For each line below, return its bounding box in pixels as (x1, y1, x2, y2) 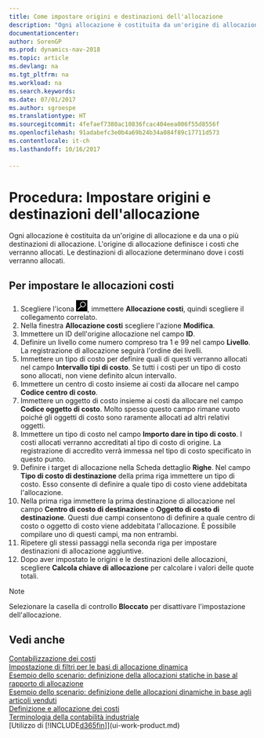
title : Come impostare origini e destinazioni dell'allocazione (9, 13, 223, 20)
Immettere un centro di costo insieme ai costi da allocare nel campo (20, 380, 240, 389)
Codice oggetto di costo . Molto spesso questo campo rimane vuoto (20, 405, 240, 414)
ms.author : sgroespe (9, 104, 77, 112)
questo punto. (20, 454, 66, 464)
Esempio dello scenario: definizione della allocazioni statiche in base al (9, 670, 238, 680)
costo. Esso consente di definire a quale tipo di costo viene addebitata (20, 479, 248, 489)
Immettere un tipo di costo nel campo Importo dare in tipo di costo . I (20, 429, 242, 439)
